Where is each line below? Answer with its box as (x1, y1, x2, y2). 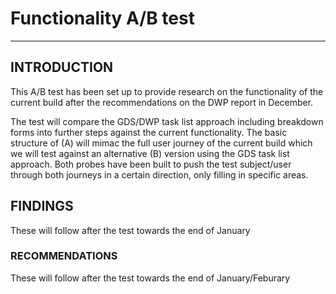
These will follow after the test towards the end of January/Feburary (10, 272, 291, 284)
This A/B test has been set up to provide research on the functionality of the (10, 85, 324, 97)
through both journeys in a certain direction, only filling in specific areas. (10, 168, 309, 181)
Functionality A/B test (10, 7, 195, 30)
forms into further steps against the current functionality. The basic (10, 126, 288, 138)
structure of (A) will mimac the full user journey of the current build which (10, 137, 313, 149)
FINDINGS (10, 198, 74, 215)
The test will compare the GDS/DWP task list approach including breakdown (10, 115, 324, 127)
